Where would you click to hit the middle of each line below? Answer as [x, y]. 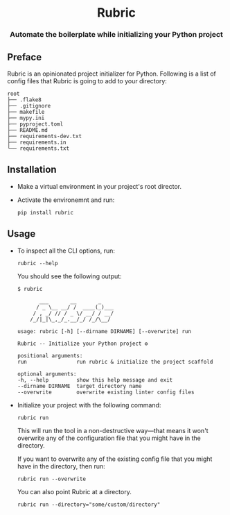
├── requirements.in [37, 142]
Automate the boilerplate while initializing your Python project [116, 35]
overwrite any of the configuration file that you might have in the [109, 438]
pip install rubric [45, 212]
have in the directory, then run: [61, 466]
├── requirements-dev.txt [44, 136]
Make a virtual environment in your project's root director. [99, 186]
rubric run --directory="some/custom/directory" [89, 505]
